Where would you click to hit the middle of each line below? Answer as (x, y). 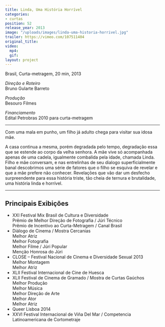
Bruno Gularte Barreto (27, 88)
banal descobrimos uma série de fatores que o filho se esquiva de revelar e (82, 168)
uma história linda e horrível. (34, 183)
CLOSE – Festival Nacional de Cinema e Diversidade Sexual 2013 (78, 257)
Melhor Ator (24, 299)
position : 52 (18, 23)
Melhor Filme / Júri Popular (40, 246)
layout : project (22, 60)
